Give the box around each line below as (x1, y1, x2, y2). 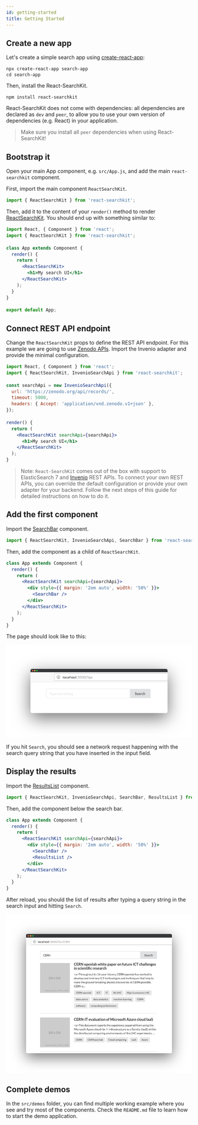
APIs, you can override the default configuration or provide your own (20, 480, 188, 487)
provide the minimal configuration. (6, 352, 90, 359)
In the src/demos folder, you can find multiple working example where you (6, 1100, 184, 1107)
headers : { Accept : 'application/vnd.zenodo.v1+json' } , (11, 401, 154, 407)
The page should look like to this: (6, 633, 87, 640)
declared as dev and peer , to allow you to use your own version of (6, 111, 165, 118)
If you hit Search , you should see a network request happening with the (6, 743, 179, 750)
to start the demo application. (6, 1113, 78, 1120)
